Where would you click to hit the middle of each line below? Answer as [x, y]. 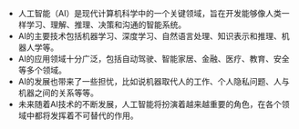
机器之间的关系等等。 [58, 93]
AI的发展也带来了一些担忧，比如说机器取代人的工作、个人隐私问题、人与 [154, 81]
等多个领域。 [42, 70]
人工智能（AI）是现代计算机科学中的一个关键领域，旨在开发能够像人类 [150, 13]
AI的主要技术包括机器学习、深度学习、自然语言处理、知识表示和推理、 [150, 36]
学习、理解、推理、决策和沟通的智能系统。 [106, 25]
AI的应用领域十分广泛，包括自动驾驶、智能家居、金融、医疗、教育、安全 [154, 59]
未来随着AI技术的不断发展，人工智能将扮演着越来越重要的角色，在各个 [150, 104]
